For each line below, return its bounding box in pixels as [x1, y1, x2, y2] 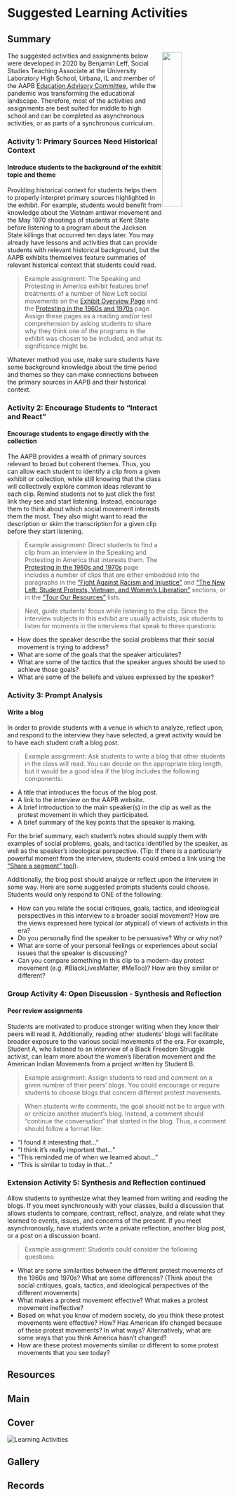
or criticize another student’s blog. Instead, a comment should [24, 1109, 204, 1118]
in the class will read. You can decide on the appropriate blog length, [24, 759, 223, 768]
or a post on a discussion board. [7, 1231, 100, 1240]
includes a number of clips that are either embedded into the [24, 571, 200, 579]
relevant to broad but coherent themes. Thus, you [7, 460, 151, 468]
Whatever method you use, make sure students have [7, 356, 160, 364]
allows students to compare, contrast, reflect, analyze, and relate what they [7, 1209, 225, 1217]
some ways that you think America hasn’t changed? [17, 1333, 167, 1342]
